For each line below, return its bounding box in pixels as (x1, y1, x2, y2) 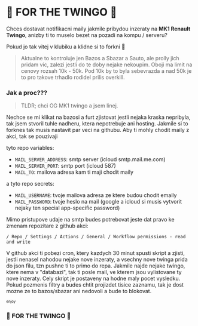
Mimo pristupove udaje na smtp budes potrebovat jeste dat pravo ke (6, 216, 175, 223)
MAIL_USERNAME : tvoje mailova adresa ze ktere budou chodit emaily (14, 192, 177, 199)
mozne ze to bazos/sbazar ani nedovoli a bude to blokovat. (6, 288, 152, 295)
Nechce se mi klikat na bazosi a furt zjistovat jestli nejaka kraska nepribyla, (6, 113, 191, 121)
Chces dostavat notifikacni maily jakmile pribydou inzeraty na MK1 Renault (6, 25, 191, 32)
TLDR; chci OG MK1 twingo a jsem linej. (20, 102, 118, 109)
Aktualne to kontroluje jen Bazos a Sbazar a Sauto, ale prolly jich (20, 54, 179, 61)
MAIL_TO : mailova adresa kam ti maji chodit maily (14, 168, 133, 176)
